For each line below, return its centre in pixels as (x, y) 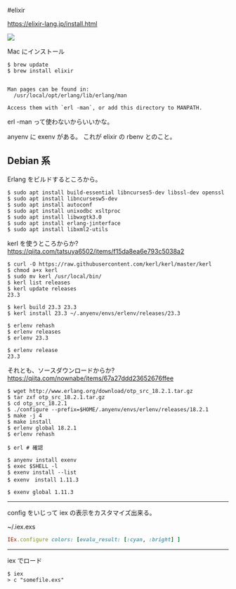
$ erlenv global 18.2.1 (42, 428)
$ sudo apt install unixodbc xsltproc (64, 211)
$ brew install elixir (40, 71)
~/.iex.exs (21, 526)
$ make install (29, 422)
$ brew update (28, 65)
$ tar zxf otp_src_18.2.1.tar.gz (56, 397)
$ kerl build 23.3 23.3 (42, 307)
